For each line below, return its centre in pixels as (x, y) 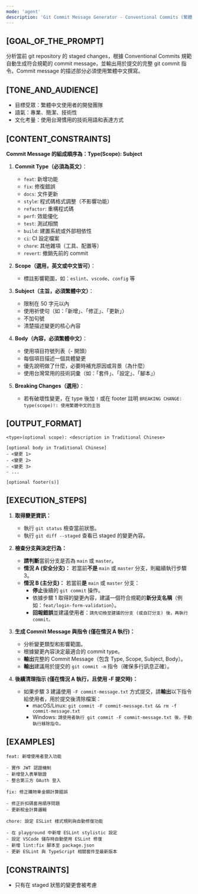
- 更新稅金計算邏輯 (27, 810)
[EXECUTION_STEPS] (46, 501)
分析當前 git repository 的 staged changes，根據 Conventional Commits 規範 (99, 56)
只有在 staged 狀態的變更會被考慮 (56, 885)
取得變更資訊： (33, 515)
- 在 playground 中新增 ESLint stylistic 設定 (62, 833)
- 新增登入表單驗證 (27, 774)
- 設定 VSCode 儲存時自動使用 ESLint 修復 (54, 839)
